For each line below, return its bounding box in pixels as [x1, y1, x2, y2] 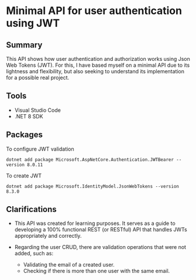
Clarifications [6, 204, 57, 214]
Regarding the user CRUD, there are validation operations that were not [14, 244, 186, 251]
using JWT [6, 16, 60, 30]
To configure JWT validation [6, 145, 74, 152]
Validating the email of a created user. [23, 261, 115, 268]
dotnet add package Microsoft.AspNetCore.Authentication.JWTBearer [6, 156, 174, 162]
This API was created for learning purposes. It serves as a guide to [14, 220, 176, 227]
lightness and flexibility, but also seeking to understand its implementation [6, 68, 185, 74]
